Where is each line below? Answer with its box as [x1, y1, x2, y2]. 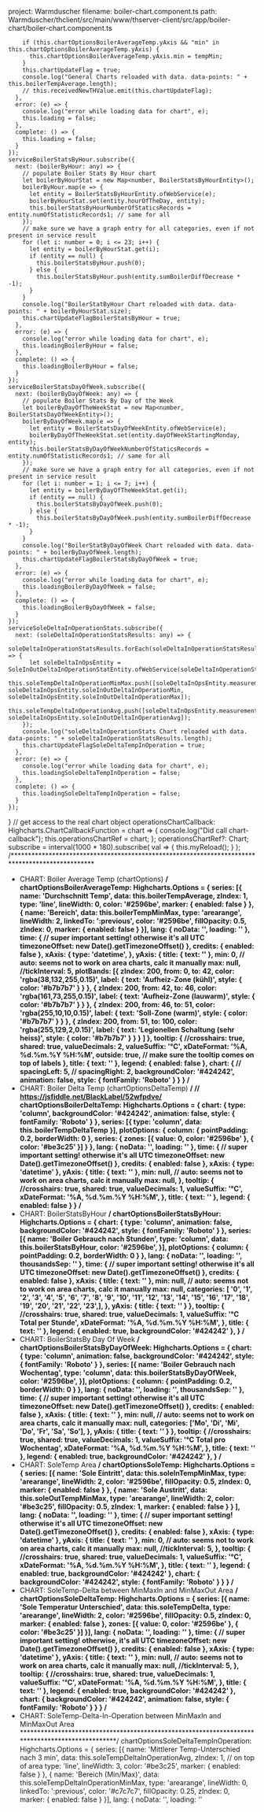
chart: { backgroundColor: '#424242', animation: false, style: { [19, 1695, 229, 1703]
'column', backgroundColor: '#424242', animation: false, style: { [19, 1109, 236, 1117]
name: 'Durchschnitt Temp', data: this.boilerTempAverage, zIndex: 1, [19, 891, 249, 900]
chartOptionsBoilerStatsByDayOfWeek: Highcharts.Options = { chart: [19, 1343, 252, 1352]
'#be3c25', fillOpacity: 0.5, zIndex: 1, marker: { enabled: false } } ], [19, 1502, 240, 1511]
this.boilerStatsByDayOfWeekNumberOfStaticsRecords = [28, 445, 210, 453]
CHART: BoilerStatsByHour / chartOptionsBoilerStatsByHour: [19, 1209, 222, 1218]
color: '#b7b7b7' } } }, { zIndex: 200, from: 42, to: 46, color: [19, 984, 218, 992]
